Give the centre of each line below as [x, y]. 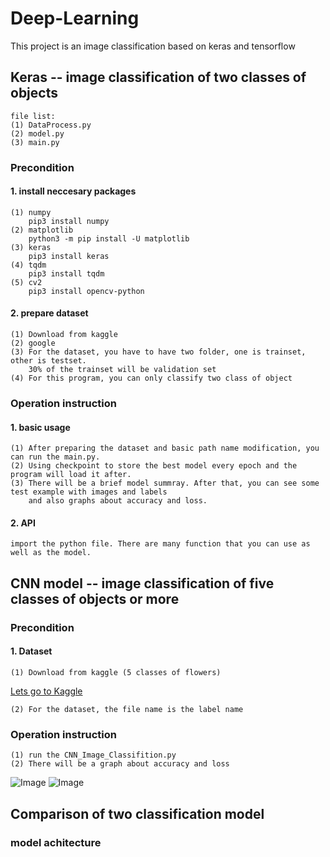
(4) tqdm [28, 265]
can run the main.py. [55, 457]
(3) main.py [35, 142]
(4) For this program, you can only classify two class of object [151, 378]
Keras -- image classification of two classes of [158, 77]
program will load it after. [71, 475]
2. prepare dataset [49, 313]
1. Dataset [31, 651]
